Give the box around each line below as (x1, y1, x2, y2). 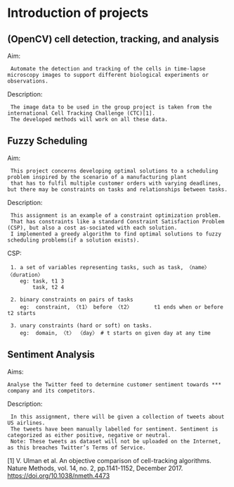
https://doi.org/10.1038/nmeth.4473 (7, 471, 110, 480)
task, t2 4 (32, 283, 65, 290)
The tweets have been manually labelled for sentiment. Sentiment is (10, 425, 219, 433)
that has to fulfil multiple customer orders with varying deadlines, (10, 180, 221, 187)
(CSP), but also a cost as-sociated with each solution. (7, 224, 178, 231)
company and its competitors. (7, 387, 96, 394)
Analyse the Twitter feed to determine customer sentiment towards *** (7, 381, 221, 388)
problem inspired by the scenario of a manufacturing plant (7, 173, 188, 180)
